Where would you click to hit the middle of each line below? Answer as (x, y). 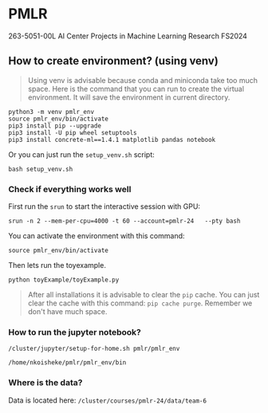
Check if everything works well (70, 189)
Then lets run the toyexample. (57, 265)
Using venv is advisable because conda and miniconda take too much (142, 80)
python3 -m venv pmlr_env (51, 112)
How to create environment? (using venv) (114, 61)
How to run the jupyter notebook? (75, 332)
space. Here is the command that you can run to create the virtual (136, 88)
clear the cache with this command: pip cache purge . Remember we (140, 303)
